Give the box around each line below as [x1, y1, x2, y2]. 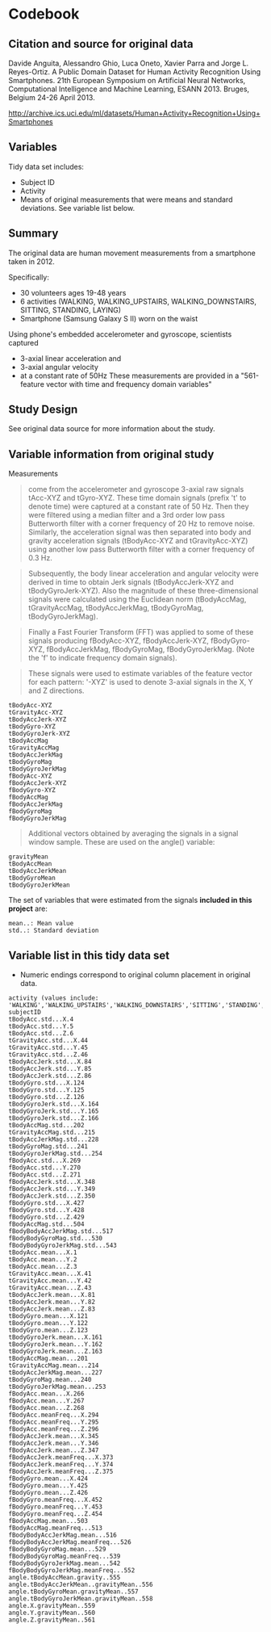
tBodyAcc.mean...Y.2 [8, 1256, 78, 1264]
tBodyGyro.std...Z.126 [8, 1093, 85, 1101]
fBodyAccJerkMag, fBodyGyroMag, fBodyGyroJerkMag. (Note [46, 644, 256, 654]
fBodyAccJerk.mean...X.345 [8, 1433, 99, 1441]
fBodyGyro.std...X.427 [8, 1199, 85, 1207]
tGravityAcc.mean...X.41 [8, 1269, 92, 1278]
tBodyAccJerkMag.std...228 [8, 1135, 99, 1143]
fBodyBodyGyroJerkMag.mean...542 [8, 1559, 121, 1567]
